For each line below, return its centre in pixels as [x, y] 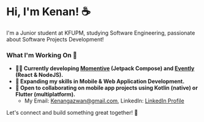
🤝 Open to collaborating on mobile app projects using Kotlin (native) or [106, 88]
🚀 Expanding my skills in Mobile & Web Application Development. [100, 81]
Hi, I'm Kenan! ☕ [48, 12]
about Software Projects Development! [55, 39]
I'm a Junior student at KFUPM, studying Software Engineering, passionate [101, 33]
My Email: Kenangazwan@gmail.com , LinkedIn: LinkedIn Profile [104, 101]
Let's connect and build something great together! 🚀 [72, 113]
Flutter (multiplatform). [45, 95]
